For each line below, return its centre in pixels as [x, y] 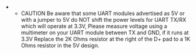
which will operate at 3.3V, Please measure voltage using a [94, 26]
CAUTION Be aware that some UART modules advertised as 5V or [103, 13]
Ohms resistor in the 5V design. [60, 45]
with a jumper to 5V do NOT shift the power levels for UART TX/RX [103, 20]
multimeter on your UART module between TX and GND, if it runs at [105, 33]
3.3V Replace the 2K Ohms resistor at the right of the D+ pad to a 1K [106, 39]
